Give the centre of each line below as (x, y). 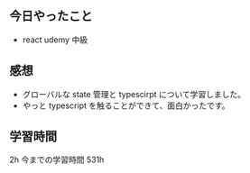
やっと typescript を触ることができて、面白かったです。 (126, 105)
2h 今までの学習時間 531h (57, 159)
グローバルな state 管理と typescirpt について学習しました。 (134, 94)
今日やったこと (51, 16)
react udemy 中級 (55, 40)
